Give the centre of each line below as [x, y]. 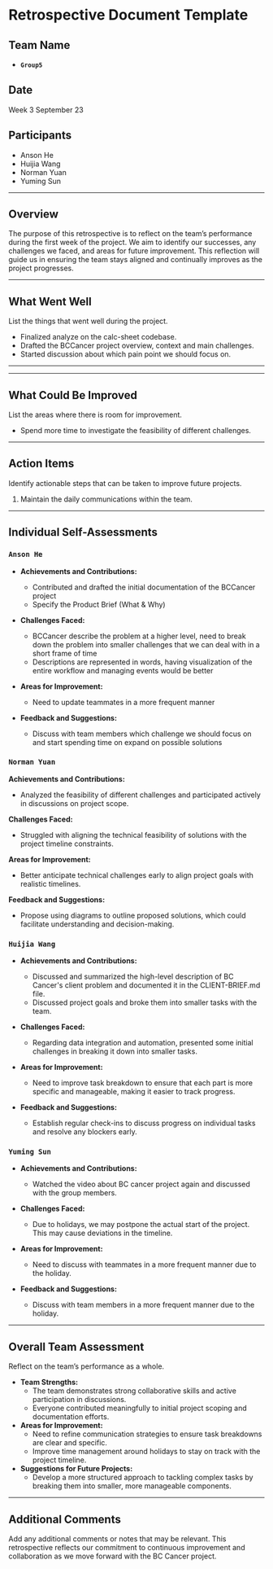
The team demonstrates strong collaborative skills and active [134, 1391]
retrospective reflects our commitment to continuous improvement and [127, 1548]
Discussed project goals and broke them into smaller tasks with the [145, 1002]
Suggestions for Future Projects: [76, 1469]
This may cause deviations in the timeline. [102, 1233]
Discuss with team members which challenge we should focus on [142, 734]
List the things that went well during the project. [88, 321]
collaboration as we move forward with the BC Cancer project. [113, 1556]
